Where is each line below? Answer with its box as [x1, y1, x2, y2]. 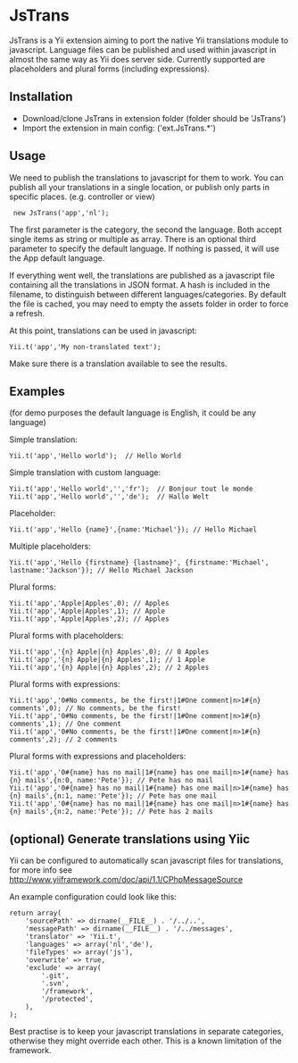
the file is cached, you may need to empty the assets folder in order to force [9, 298, 289, 309]
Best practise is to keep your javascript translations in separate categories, [9, 1026, 284, 1037]
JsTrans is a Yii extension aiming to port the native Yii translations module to [9, 35, 289, 46]
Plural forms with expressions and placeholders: [9, 751, 186, 762]
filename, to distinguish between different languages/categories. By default [9, 289, 286, 299]
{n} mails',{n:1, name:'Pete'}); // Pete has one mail [9, 791, 218, 800]
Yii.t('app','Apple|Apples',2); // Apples [9, 615, 170, 624]
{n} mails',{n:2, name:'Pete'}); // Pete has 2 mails [9, 808, 214, 816]
